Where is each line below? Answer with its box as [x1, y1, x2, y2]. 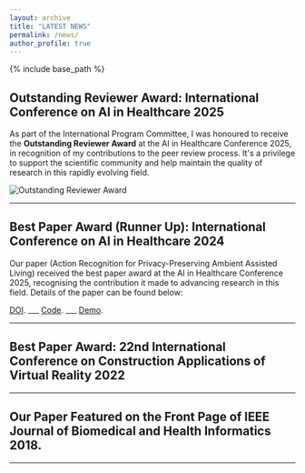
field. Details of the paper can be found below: [9, 287, 183, 297]
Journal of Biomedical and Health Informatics [9, 424, 271, 439]
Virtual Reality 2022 [9, 367, 125, 383]
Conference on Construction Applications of [9, 354, 266, 369]
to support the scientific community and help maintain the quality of [9, 157, 263, 168]
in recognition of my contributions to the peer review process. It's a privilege [9, 147, 296, 159]
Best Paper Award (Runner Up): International [9, 219, 266, 235]
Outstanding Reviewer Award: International [9, 90, 260, 106]
